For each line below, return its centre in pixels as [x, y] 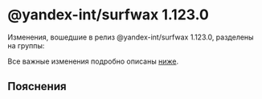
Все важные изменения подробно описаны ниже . [93, 61]
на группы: [26, 45]
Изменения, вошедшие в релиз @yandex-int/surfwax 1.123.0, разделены [131, 37]
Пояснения [37, 87]
